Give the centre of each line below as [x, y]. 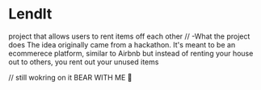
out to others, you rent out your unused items [84, 62]
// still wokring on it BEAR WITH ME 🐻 [70, 77]
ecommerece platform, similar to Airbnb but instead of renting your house [131, 53]
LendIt [30, 14]
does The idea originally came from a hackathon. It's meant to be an [122, 44]
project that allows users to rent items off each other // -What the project [129, 36]
